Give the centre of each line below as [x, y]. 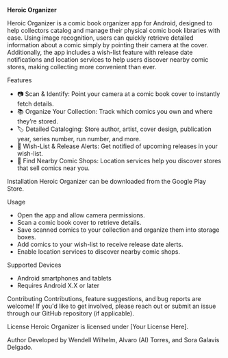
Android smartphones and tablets [64, 278]
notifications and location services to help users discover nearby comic [108, 60]
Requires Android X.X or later [58, 285]
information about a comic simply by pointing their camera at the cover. [108, 45]
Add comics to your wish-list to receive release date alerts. [100, 244]
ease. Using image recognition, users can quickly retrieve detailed [100, 38]
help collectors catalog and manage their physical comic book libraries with [114, 31]
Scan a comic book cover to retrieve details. [79, 223]
